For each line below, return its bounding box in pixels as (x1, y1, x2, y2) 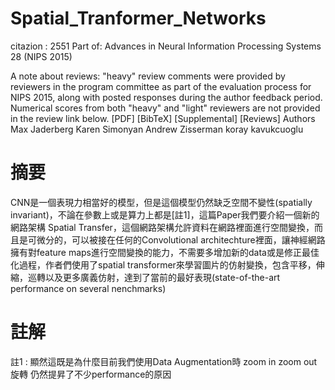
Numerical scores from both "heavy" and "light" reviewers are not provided (10, 102, 321, 114)
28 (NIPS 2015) (10, 50, 73, 62)
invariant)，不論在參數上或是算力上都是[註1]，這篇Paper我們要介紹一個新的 (10, 208, 320, 221)
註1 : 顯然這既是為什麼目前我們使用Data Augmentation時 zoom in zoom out (10, 355, 318, 367)
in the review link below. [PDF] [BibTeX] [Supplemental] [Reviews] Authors (10, 112, 316, 124)
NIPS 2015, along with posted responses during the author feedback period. (10, 91, 323, 103)
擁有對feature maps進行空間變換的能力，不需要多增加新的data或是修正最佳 (10, 246, 320, 258)
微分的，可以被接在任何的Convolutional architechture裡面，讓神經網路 (36, 233, 326, 246)
